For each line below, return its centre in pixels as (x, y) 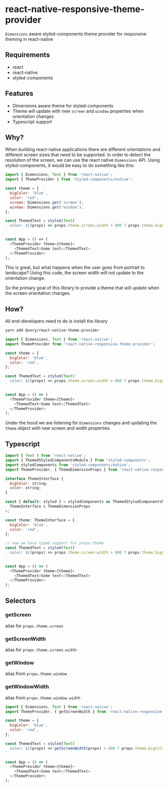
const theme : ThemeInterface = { (40, 520)
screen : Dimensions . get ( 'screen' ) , (47, 202)
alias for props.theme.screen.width (41, 650)
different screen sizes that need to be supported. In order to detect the (78, 155)
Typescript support (32, 122)
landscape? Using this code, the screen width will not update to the (74, 273)
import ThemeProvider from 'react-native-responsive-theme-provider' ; (80, 344)
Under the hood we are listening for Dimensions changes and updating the (81, 423)
